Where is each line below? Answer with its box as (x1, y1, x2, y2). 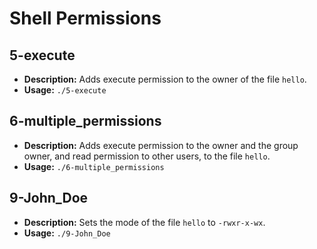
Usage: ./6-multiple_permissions (23, 160, 165, 172)
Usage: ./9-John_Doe (23, 227, 111, 239)
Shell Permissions (9, 7, 162, 30)
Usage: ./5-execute (23, 84, 107, 96)
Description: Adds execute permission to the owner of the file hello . (23, 73, 307, 85)
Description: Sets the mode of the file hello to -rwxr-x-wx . (23, 216, 266, 228)
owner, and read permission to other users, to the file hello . (23, 150, 271, 162)
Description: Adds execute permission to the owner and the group (23, 139, 299, 151)
